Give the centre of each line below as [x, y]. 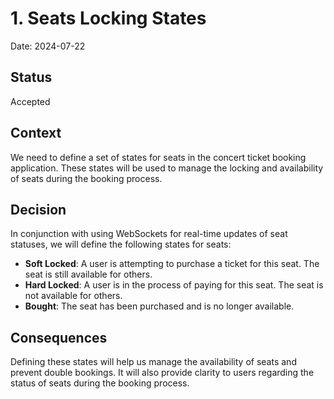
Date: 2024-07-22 [48, 46]
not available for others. [73, 296]
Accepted [30, 101]
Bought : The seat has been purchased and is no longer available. [159, 306]
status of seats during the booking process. [100, 383]
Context [36, 133]
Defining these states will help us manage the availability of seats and [153, 362]
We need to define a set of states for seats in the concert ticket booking [158, 157]
